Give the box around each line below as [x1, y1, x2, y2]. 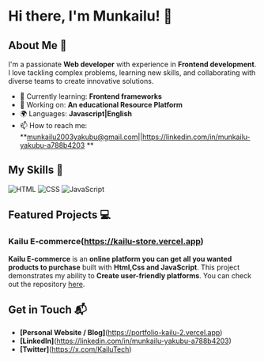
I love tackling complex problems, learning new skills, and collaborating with [8, 68, 256, 77]
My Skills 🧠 [8, 164, 63, 177]
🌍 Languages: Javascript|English [19, 109, 133, 118]
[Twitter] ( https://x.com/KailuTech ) [19, 345, 132, 354]
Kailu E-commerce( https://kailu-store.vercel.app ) [8, 236, 204, 247]
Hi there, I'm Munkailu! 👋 [8, 7, 173, 25]
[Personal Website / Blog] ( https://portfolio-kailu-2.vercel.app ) [19, 328, 223, 337]
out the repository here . [8, 279, 85, 288]
